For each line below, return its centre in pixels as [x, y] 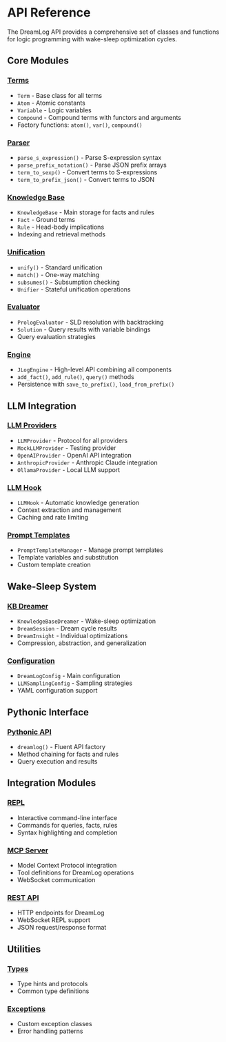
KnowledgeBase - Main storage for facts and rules [86, 212]
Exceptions [27, 1009]
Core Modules [38, 61]
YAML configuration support [57, 691]
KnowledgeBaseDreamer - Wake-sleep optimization [86, 621]
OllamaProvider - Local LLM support [69, 469]
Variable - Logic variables [54, 110]
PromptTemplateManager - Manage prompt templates [90, 550]
